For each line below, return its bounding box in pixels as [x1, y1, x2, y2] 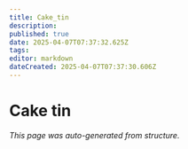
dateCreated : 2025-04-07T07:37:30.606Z [9, 63, 157, 72]
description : [9, 21, 58, 30]
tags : [9, 46, 29, 55]
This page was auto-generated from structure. [9, 129, 180, 140]
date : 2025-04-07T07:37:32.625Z [9, 37, 129, 47]
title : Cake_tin [9, 12, 69, 22]
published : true [9, 29, 69, 38]
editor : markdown [9, 54, 74, 63]
